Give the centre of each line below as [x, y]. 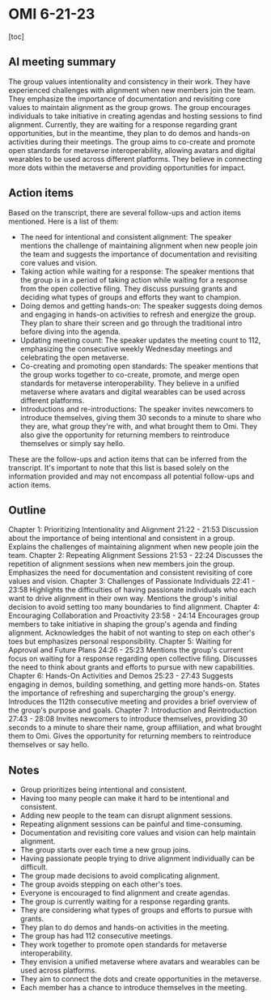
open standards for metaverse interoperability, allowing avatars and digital [132, 150]
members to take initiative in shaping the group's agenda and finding [123, 624]
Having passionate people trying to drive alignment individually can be [137, 858]
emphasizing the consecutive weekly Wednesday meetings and [126, 348]
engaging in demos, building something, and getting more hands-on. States [134, 684]
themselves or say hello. [49, 745]
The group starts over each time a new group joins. [106, 850]
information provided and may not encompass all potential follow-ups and [131, 476]
